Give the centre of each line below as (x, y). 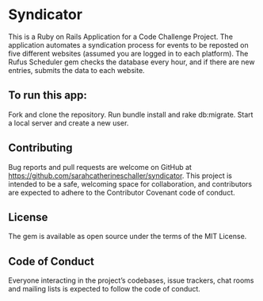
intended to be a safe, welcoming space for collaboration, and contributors (130, 183)
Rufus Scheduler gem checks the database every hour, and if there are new (131, 62)
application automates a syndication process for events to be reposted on (128, 44)
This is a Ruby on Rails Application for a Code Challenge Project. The (121, 37)
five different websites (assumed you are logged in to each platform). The (128, 53)
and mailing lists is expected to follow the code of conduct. (104, 289)
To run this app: (48, 96)
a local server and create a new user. (69, 123)
